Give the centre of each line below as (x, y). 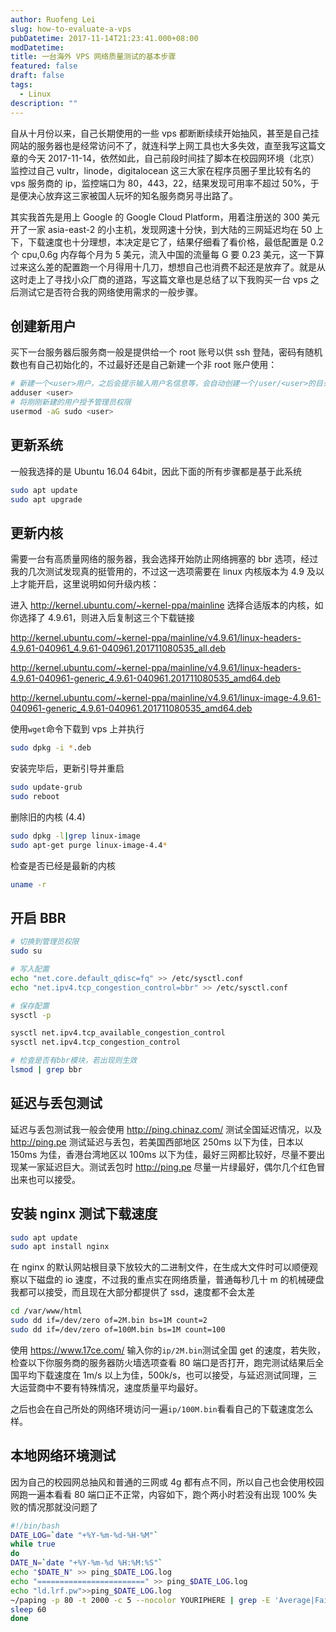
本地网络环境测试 (63, 1456)
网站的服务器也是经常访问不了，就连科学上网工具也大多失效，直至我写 (155, 145)
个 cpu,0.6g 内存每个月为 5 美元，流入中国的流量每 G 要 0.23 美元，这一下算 (167, 254)
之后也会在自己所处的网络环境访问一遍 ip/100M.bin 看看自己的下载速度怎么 (162, 1408)
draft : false (37, 76)
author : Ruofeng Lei (53, 19)
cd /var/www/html (46, 1311)
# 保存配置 (30, 1006)
